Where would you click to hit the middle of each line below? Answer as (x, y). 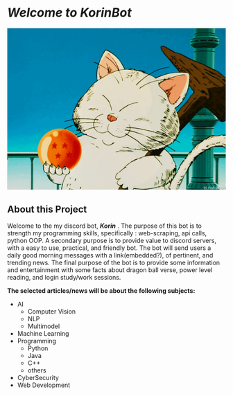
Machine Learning (43, 334)
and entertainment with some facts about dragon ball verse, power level (110, 270)
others (37, 370)
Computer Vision (52, 312)
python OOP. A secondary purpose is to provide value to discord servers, (112, 241)
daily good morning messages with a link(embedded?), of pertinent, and (110, 255)
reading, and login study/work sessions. (64, 278)
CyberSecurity (38, 378)
